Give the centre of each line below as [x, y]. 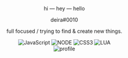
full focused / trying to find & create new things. [64, 31]
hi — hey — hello [64, 8]
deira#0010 [64, 20]
